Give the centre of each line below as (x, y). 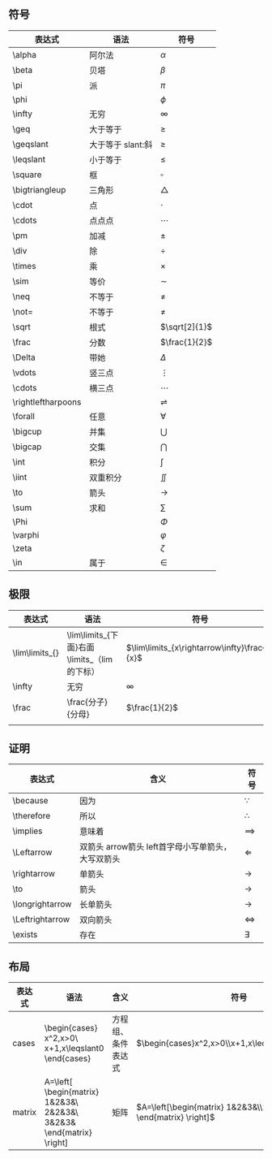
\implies (28, 831)
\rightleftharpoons (47, 402)
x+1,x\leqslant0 (74, 1049)
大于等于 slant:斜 (121, 145)
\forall (23, 416)
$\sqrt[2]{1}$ (187, 327)
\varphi (26, 534)
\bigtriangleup (39, 189)
